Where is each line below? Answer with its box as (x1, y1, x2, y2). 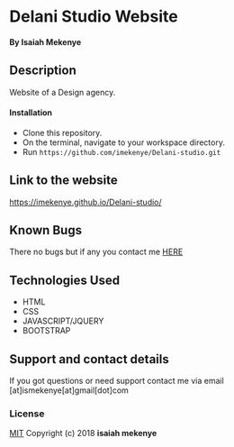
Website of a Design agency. (9, 87, 116, 97)
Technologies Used (9, 272, 120, 287)
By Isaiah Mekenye (9, 36, 82, 47)
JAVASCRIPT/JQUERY (22, 315, 104, 326)
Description (9, 63, 76, 78)
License (9, 407, 45, 420)
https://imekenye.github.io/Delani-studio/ (9, 196, 162, 207)
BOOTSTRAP (22, 325, 71, 336)
